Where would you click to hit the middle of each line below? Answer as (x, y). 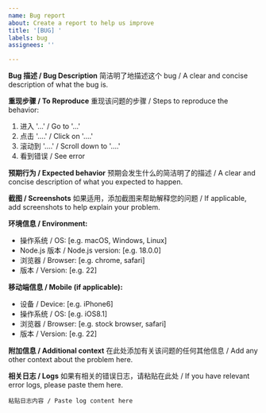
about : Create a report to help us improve (81, 23)
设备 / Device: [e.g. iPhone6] (66, 304)
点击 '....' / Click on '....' (56, 137)
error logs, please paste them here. (66, 385)
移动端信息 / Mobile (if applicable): (66, 288)
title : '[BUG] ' (35, 30)
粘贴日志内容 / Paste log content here (71, 401)
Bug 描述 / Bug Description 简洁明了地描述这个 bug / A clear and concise (128, 75)
